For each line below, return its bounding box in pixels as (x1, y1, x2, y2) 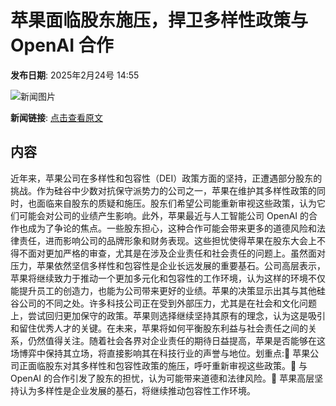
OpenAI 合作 (10, 34, 114, 57)
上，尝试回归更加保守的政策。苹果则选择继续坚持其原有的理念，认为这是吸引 (10, 309, 326, 321)
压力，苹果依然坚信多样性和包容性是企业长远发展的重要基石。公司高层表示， (10, 259, 326, 271)
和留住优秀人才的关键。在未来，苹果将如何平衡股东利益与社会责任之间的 (10, 322, 308, 334)
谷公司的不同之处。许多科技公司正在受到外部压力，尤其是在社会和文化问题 (10, 297, 317, 309)
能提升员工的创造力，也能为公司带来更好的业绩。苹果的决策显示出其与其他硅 (10, 284, 326, 296)
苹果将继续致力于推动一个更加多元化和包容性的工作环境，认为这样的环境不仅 (10, 272, 326, 284)
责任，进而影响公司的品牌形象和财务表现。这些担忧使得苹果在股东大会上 (18, 234, 317, 246)
